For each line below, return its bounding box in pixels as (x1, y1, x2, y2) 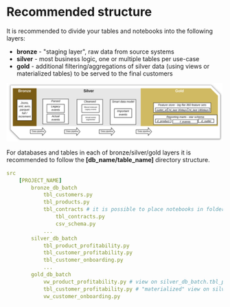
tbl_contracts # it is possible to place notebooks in (43, 206, 204, 213)
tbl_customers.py (43, 192, 93, 198)
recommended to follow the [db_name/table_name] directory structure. (6, 155, 210, 163)
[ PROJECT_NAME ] (19, 177, 62, 184)
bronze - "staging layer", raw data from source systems (16, 47, 174, 56)
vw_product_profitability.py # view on (43, 278, 157, 285)
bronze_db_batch (31, 184, 78, 191)
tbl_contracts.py (55, 214, 106, 220)
